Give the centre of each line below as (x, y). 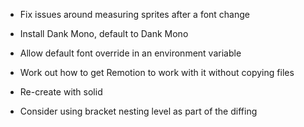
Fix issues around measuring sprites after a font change (134, 14)
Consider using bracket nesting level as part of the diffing (138, 111)
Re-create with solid (61, 92)
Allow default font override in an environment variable (130, 53)
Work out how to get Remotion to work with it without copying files (157, 72)
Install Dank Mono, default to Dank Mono (104, 33)
